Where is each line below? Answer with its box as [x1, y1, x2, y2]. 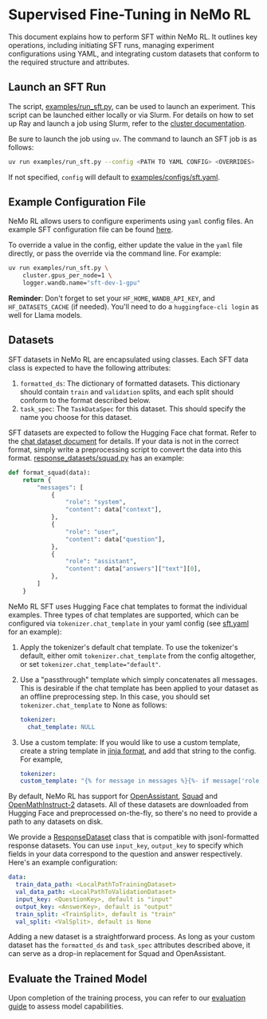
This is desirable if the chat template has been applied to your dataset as [19, 683, 259, 692]
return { [22, 476, 52, 484]
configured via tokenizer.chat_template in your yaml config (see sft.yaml [8, 618, 249, 628]
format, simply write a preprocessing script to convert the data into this [8, 445, 241, 454]
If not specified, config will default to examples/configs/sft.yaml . [8, 172, 221, 182]
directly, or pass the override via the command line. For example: [8, 249, 222, 258]
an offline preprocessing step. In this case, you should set [19, 692, 210, 701]
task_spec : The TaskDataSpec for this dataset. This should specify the [19, 404, 246, 413]
